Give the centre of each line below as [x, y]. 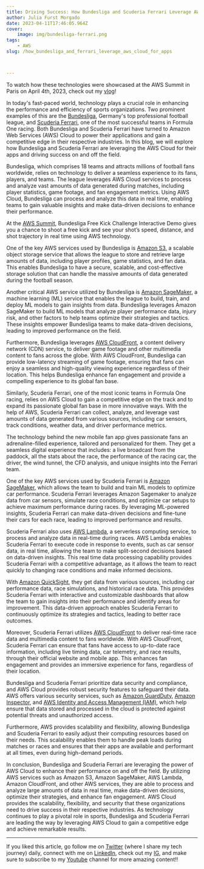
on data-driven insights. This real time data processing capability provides [99, 557]
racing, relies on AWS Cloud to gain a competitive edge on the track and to [100, 399]
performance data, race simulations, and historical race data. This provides [100, 588]
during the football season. [40, 280]
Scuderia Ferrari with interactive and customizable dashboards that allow [98, 595]
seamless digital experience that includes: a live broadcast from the [91, 449]
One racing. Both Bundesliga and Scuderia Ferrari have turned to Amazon [98, 129]
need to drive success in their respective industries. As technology [90, 809]
